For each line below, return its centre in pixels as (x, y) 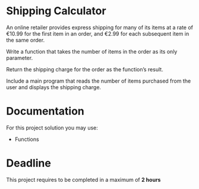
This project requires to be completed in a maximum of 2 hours (83, 179)
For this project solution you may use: (52, 127)
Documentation (45, 111)
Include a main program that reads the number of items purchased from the (99, 81)
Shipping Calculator (56, 11)
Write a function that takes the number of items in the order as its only (92, 51)
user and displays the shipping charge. (54, 87)
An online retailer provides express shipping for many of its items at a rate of (100, 27)
